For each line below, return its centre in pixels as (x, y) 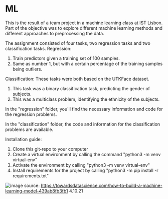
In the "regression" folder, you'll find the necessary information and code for (84, 109)
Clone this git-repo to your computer (50, 149)
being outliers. (27, 69)
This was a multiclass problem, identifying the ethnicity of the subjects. (86, 99)
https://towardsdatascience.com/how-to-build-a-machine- (102, 185)
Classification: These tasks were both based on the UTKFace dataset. (77, 79)
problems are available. (29, 129)
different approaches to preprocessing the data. (55, 33)
